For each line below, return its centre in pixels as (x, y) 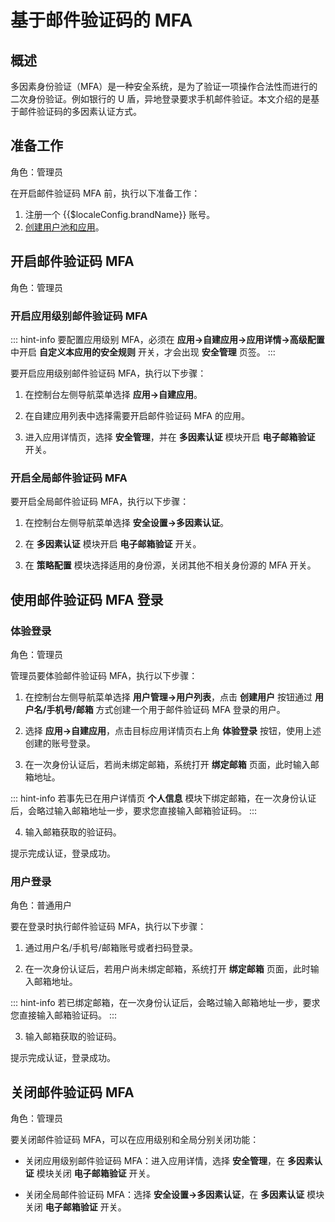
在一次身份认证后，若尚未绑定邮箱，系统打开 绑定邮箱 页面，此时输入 (167, 764)
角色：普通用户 (41, 905)
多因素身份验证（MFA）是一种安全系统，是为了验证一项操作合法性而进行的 (164, 86)
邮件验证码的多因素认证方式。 (80, 111)
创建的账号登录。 (60, 743)
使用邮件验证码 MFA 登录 (87, 599)
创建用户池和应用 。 (64, 227)
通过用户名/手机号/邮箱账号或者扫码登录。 (111, 948)
